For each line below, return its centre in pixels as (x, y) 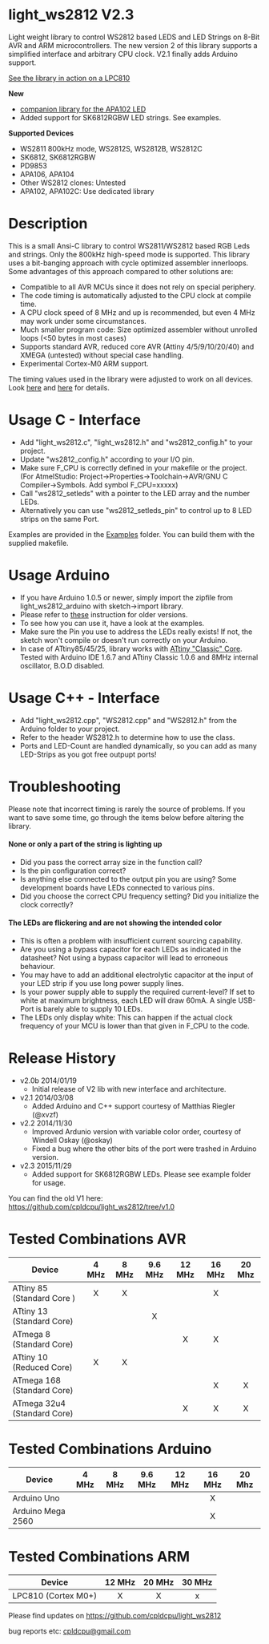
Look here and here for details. (59, 387)
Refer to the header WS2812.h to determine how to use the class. (127, 737)
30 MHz (197, 1582)
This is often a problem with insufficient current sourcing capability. (131, 941)
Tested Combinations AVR (97, 1239)
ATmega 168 (37, 1380)
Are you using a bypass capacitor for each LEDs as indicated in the (130, 949)
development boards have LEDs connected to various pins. (117, 887)
